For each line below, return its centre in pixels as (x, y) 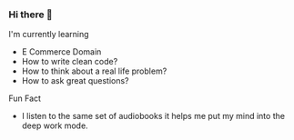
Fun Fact (25, 98)
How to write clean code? (70, 62)
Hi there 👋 (31, 15)
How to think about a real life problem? (94, 71)
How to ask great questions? (75, 81)
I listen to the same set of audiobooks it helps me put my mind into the (153, 116)
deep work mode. (55, 125)
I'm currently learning (49, 35)
